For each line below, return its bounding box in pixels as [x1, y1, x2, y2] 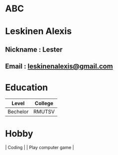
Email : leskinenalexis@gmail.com [5, 62, 113, 71]
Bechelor [7, 108, 29, 115]
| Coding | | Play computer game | [5, 145, 74, 151]
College [34, 100, 54, 107]
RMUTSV [33, 108, 55, 115]
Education [5, 82, 48, 93]
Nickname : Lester [5, 45, 63, 53]
